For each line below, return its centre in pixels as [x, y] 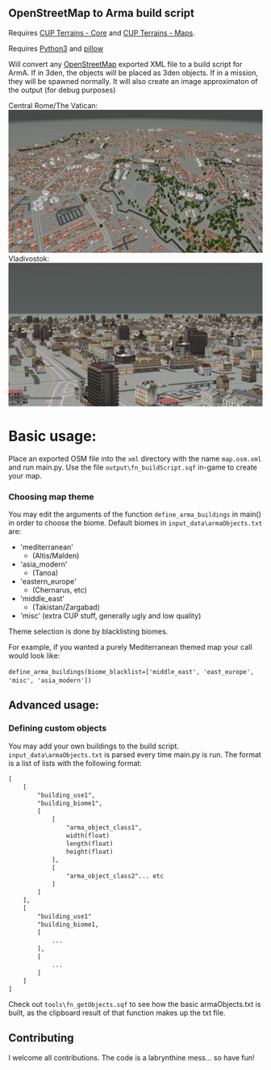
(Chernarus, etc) [59, 590]
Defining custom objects [58, 728]
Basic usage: [52, 436]
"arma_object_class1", [104, 828]
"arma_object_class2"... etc [115, 876]
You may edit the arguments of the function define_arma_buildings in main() [135, 514]
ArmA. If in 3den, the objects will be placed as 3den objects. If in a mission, [133, 73]
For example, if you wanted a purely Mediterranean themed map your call [130, 647]
